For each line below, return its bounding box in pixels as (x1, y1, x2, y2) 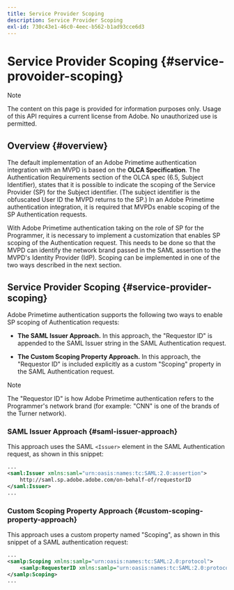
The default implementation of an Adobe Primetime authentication (7, 158, 197, 167)
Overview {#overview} (7, 140, 108, 152)
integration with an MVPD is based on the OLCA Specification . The (7, 165, 201, 175)
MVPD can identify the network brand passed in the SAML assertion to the (7, 246, 221, 255)
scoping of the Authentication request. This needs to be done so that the (7, 239, 216, 247)
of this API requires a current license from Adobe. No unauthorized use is (7, 112, 218, 121)
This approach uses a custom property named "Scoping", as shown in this (7, 530, 221, 538)
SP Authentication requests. (7, 210, 88, 219)
